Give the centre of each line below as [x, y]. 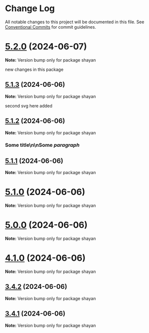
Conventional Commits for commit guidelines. [50, 27]
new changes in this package [34, 69]
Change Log [30, 8]
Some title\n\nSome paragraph [42, 145]
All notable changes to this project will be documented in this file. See [75, 22]
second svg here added [29, 106]
